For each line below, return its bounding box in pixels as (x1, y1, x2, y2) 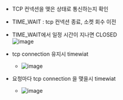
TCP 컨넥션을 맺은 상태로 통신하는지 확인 (12, 5, 109, 12)
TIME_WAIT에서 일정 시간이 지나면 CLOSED (12, 31, 117, 38)
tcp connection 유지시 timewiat (12, 50, 89, 58)
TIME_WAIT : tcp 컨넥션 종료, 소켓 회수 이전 (12, 18, 116, 25)
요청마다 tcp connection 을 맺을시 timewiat (12, 75, 116, 82)
